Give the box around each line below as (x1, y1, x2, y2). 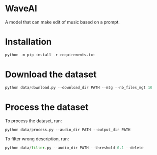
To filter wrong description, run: (5, 136, 69, 142)
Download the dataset (5, 69, 97, 80)
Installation (5, 36, 52, 47)
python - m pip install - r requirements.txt (5, 52, 96, 57)
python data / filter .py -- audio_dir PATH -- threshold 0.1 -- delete (5, 145, 144, 151)
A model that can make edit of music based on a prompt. (5, 19, 120, 25)
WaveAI (5, 3, 38, 14)
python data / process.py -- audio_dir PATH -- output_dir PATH (5, 127, 131, 132)
